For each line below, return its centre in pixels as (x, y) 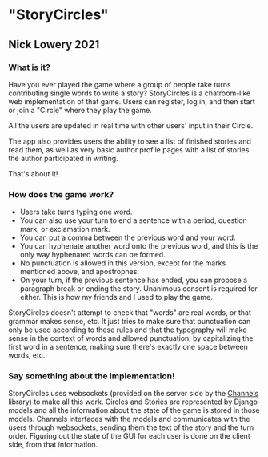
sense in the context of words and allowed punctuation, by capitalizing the (131, 338)
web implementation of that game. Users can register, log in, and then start (132, 101)
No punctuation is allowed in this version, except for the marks (123, 263)
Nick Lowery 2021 (54, 44)
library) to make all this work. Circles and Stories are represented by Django (133, 402)
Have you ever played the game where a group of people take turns (120, 84)
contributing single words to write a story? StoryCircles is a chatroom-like (130, 93)
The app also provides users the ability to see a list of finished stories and (130, 141)
